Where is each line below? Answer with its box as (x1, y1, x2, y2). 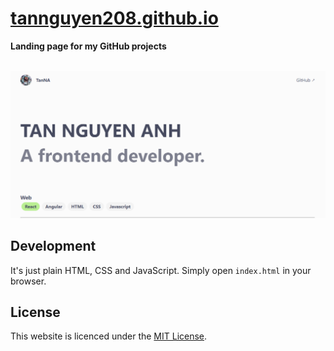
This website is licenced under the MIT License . (10, 330, 208, 342)
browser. (10, 275, 47, 287)
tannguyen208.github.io (10, 7, 219, 30)
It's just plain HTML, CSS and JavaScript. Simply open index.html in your (10, 264, 312, 276)
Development (10, 238, 97, 255)
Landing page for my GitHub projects (10, 40, 167, 52)
